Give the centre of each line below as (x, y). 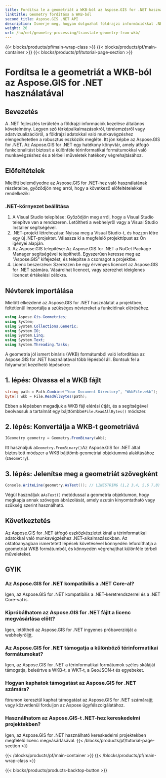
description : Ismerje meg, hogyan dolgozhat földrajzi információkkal (79, 24)
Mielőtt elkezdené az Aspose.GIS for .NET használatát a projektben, (74, 302)
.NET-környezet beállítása (37, 206)
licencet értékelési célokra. (40, 275)
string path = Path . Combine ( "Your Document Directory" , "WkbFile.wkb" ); (82, 392)
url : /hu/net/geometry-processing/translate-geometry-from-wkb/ (73, 33)
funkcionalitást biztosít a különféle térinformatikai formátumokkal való (76, 150)
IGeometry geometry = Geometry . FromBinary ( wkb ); (56, 438)
